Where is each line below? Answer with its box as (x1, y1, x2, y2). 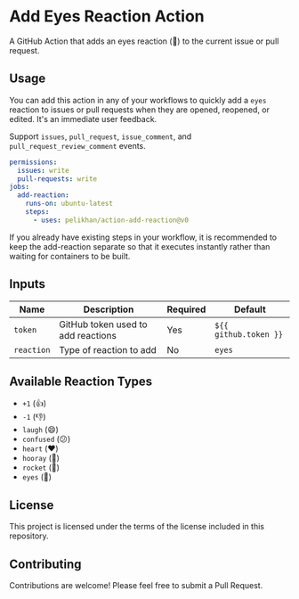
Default (234, 303, 267, 316)
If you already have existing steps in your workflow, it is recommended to (9, 232, 278, 242)
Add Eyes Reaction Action (9, 6, 205, 27)
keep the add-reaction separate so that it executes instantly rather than (9, 241, 271, 251)
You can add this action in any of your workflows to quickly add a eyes (9, 94, 267, 105)
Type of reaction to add (59, 343, 158, 356)
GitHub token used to (59, 318, 149, 331)
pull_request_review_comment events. (9, 140, 147, 151)
